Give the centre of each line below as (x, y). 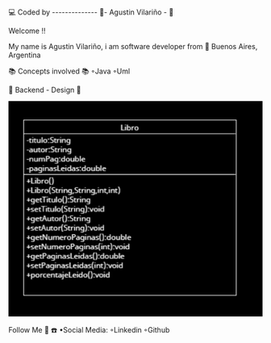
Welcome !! (27, 31)
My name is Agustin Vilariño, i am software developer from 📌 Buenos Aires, (133, 46)
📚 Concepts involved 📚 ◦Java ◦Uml (69, 71)
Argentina (25, 55)
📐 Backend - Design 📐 (45, 90)
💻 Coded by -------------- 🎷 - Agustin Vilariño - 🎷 (91, 12)
